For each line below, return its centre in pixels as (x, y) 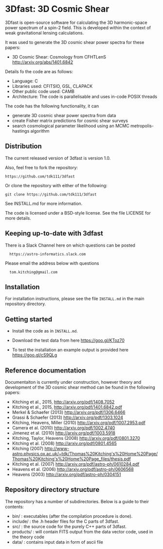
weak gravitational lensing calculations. (45, 33)
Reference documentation (45, 370)
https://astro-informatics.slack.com (48, 254)
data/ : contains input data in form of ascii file (57, 542)
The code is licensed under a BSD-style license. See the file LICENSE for (78, 213)
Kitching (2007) (28, 449)
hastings (21, 131)
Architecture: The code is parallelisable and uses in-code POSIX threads (84, 97)
